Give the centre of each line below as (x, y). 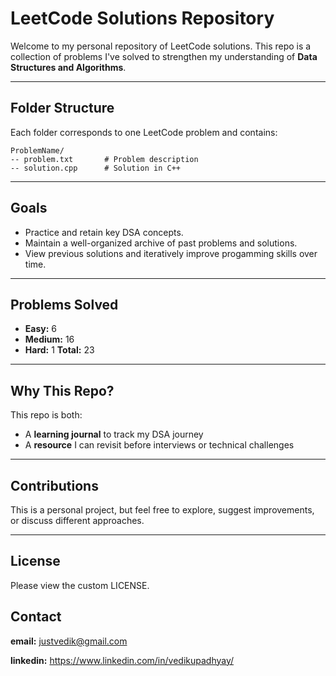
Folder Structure (62, 108)
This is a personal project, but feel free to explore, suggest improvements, (162, 510)
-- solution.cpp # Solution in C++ (96, 168)
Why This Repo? (62, 390)
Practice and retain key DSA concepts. (104, 232)
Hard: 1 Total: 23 (59, 350)
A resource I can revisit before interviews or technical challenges (159, 445)
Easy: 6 (40, 329)
